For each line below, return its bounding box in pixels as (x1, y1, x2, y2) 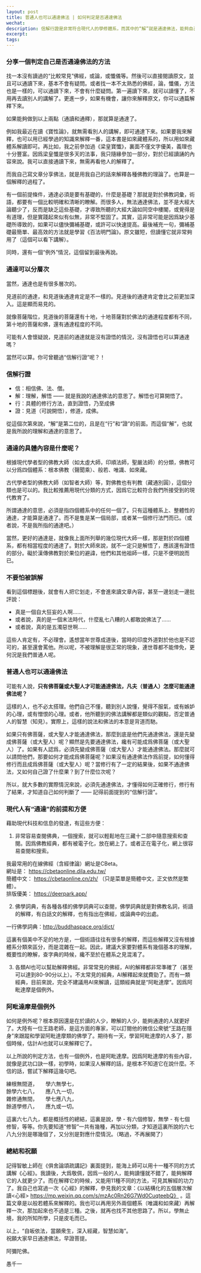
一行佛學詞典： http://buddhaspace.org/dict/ (6, 923, 115, 930)
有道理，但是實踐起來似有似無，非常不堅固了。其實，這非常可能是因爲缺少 (6, 214, 190, 221)
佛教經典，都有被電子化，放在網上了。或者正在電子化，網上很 (35, 840, 188, 847)
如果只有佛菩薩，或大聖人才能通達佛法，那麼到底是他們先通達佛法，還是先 (6, 730, 190, 738)
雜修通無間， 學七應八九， (6, 1095, 77, 1103)
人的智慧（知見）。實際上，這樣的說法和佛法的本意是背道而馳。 (6, 718, 161, 725)
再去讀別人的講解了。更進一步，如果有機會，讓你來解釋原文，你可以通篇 (11, 95, 190, 102)
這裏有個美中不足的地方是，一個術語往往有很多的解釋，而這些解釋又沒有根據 (6, 936, 195, 943)
